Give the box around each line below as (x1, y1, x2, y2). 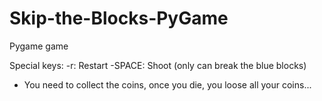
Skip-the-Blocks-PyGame (9, 7, 229, 30)
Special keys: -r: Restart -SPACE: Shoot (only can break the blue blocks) (9, 59, 307, 71)
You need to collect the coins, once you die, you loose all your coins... (23, 78, 312, 91)
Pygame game (9, 40, 69, 52)
